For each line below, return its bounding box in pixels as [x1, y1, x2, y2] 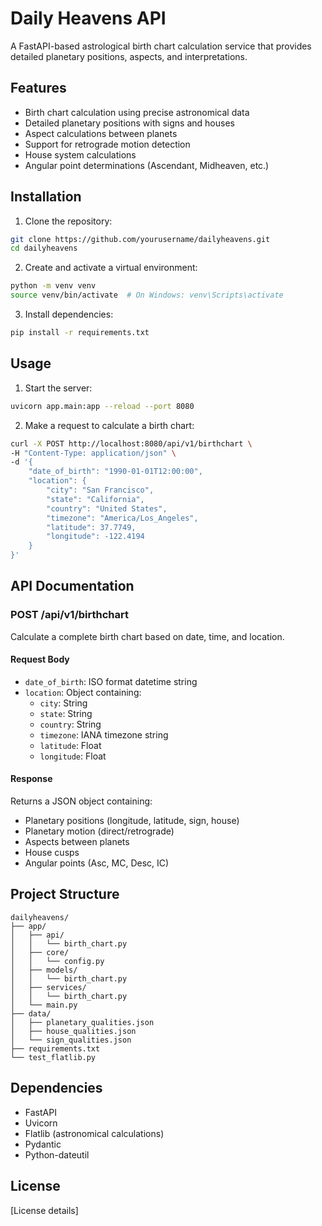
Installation [10, 188, 82, 206]
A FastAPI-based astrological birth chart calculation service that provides [10, 40, 312, 52]
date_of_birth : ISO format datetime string [24, 675, 198, 687]
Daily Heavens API [10, 7, 167, 30]
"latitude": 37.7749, [46, 522, 137, 532]
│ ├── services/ [10, 982, 87, 992]
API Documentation [10, 578, 135, 595]
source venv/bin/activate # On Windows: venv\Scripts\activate [10, 290, 284, 301]
